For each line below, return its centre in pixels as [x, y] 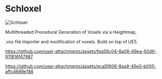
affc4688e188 [19, 71]
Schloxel [23, 9]
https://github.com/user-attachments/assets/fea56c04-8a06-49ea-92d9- [81, 51]
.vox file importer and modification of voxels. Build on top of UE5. [72, 41]
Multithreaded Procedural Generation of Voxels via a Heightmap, [71, 32]
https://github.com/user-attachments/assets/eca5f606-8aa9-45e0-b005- [81, 66]
